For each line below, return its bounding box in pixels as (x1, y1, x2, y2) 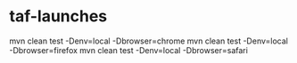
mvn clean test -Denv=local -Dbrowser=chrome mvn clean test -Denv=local (9, 35, 288, 46)
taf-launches (9, 6, 108, 27)
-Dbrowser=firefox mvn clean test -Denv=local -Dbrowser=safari (9, 44, 248, 55)
